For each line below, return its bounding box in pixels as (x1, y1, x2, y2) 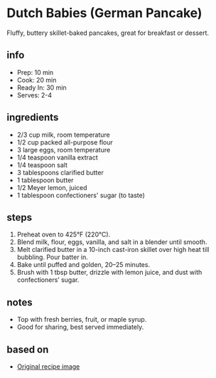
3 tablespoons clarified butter (16, 168, 104, 177)
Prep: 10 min (16, 68, 54, 76)
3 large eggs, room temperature (16, 145, 111, 154)
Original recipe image (16, 362, 80, 371)
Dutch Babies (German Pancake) (6, 5, 202, 21)
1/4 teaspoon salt (16, 160, 68, 169)
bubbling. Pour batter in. (16, 253, 88, 261)
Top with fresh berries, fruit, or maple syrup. (16, 315, 147, 324)
